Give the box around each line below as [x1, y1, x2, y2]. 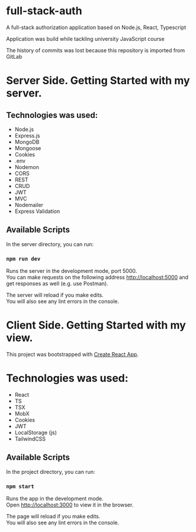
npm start [6, 483, 34, 490]
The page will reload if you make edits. [6, 513, 101, 520]
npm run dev [6, 255, 41, 262]
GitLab [6, 53, 23, 60]
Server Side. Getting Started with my [6, 74, 191, 87]
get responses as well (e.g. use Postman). [6, 280, 108, 287]
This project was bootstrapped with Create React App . [6, 351, 139, 358]
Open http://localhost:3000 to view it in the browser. [6, 501, 134, 508]
